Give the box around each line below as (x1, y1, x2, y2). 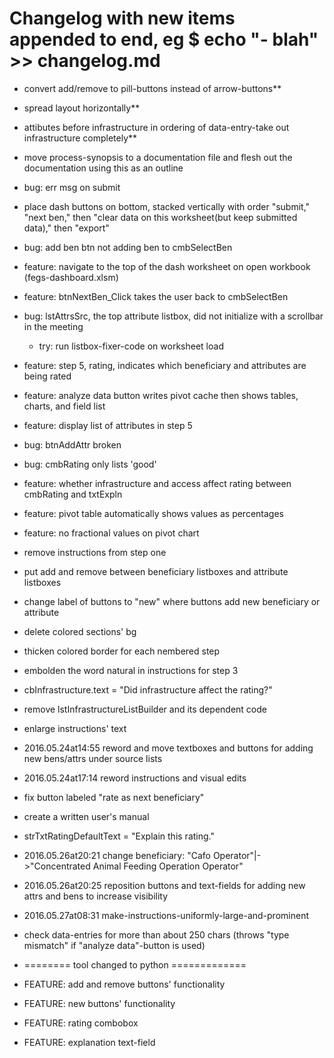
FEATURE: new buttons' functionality (23, 997, 176, 1009)
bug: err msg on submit (23, 181, 121, 193)
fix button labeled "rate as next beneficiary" (23, 791, 205, 803)
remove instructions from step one (23, 546, 167, 558)
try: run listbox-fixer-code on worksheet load (38, 340, 224, 352)
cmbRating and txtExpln (23, 488, 123, 500)
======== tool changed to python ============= (23, 958, 247, 971)
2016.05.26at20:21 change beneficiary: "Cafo (23, 849, 211, 861)
